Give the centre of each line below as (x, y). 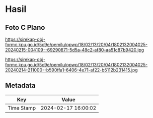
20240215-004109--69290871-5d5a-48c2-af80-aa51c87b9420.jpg (75, 50)
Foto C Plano (25, 28)
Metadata (20, 86)
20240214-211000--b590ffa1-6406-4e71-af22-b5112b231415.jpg (72, 70)
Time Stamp (22, 108)
